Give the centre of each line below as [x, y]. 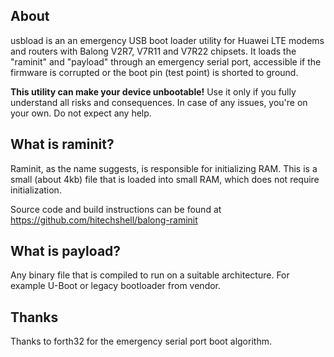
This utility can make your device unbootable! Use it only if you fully [153, 91]
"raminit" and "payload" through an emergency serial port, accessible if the [166, 61]
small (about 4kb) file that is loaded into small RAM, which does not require [165, 179]
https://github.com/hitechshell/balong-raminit [104, 220]
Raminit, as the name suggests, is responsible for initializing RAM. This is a [164, 168]
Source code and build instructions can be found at [116, 209]
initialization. [36, 190]
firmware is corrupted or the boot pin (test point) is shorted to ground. [154, 72]
